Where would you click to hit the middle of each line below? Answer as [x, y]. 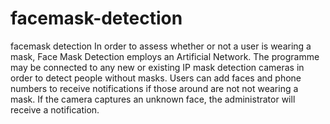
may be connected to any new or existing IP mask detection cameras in [157, 67]
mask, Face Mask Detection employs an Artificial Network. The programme [165, 56]
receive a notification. [55, 109]
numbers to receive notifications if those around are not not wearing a [154, 88]
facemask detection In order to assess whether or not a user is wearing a [161, 46]
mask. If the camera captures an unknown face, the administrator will [153, 99]
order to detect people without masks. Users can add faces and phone [156, 78]
